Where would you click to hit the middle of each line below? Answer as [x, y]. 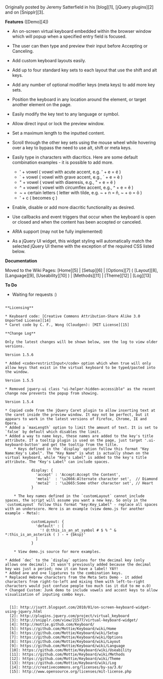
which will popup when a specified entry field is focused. [69, 36]
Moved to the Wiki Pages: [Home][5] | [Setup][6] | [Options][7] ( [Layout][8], [81, 270]
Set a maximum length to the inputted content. [59, 133]
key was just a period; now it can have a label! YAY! [62, 569]
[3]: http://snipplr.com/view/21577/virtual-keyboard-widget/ [74, 620]
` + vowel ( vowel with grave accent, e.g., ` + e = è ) [71, 177]
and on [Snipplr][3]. [25, 12]
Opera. [12, 423]
